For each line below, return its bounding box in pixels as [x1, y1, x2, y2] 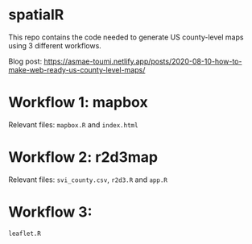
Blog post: [8, 56, 43, 66]
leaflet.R [8, 230, 42, 238]
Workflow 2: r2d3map [8, 148, 159, 167]
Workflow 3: [8, 203, 93, 221]
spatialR [8, 6, 64, 24]
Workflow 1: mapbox [8, 93, 148, 112]
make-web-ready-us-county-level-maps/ [8, 64, 146, 74]
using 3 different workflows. [8, 40, 102, 50]
